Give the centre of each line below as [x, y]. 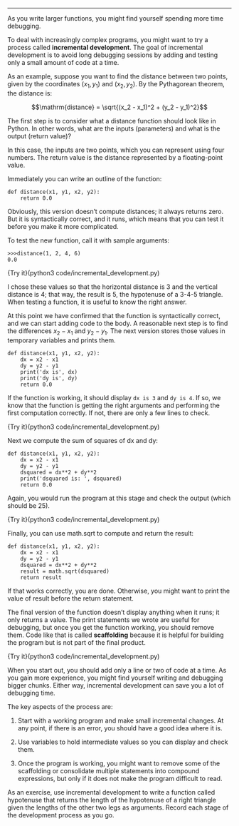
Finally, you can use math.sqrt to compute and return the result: [101, 533]
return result [41, 577]
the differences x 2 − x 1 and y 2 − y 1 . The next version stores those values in [116, 331]
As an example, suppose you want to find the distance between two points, [118, 76]
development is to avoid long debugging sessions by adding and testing [113, 55]
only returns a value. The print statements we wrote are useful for [103, 619]
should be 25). [28, 505]
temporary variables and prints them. [62, 340]
